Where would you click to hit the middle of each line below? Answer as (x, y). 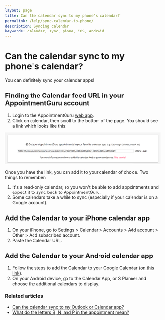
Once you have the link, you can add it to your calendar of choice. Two (77, 172)
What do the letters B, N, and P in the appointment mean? (70, 312)
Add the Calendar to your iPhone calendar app (78, 218)
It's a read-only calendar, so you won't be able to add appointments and (85, 187)
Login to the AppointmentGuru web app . (53, 115)
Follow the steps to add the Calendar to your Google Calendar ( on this (83, 268)
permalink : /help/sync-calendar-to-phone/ (49, 21)
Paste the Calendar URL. (37, 240)
